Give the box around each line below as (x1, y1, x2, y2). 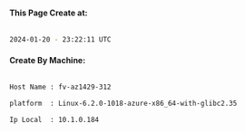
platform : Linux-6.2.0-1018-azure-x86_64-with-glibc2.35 (9, 99, 238, 108)
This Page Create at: (9, 7, 88, 18)
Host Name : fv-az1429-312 (9, 82, 112, 92)
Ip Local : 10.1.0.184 (9, 116, 100, 125)
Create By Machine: (9, 54, 86, 65)
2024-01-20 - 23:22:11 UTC (9, 35, 112, 44)
